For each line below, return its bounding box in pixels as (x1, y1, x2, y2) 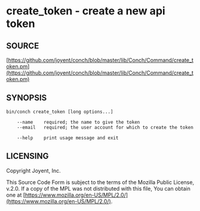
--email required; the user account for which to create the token (17, 124, 194, 130)
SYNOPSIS (6, 93, 47, 103)
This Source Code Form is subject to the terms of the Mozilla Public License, (6, 178, 195, 186)
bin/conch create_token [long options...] (6, 109, 113, 115)
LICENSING (6, 151, 49, 161)
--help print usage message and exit (17, 134, 119, 141)
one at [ (6, 191, 26, 198)
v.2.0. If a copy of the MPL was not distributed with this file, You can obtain (6, 185, 191, 192)
